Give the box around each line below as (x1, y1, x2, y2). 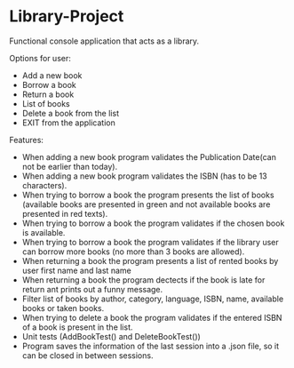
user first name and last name (21, 265, 131, 276)
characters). (21, 180, 68, 190)
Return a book (21, 89, 75, 100)
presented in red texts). (21, 208, 108, 219)
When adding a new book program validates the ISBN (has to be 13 (21, 171, 268, 181)
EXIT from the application (21, 117, 115, 128)
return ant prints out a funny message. (21, 284, 163, 294)
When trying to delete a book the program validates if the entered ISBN (21, 312, 282, 323)
